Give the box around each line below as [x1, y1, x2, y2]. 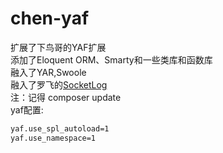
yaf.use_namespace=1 [10, 133, 97, 143]
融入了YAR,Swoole [10, 66, 87, 78]
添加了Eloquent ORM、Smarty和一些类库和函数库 [10, 53, 213, 66]
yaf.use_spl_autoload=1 [10, 123, 110, 134]
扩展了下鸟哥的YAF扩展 [10, 41, 107, 53]
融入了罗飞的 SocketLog [10, 78, 108, 91]
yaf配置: [10, 103, 44, 116]
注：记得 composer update [10, 91, 122, 103]
